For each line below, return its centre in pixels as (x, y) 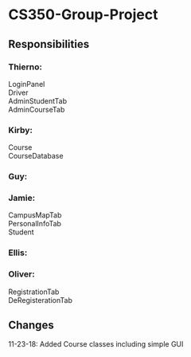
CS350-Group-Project (83, 15)
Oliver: (21, 274)
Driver (18, 92)
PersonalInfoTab (35, 224)
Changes (31, 325)
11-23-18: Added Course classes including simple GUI (96, 344)
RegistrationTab (34, 292)
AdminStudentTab (38, 100)
